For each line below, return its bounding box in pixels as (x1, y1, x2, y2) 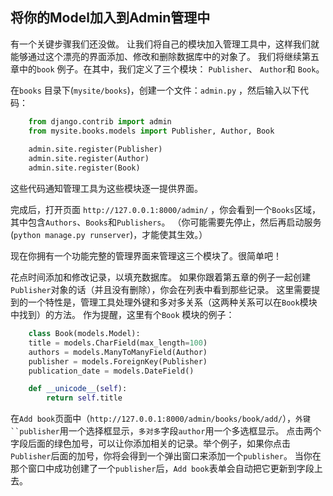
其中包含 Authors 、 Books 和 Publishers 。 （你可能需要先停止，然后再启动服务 (10, 216, 322, 228)
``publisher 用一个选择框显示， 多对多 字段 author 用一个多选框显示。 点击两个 (10, 425, 322, 437)
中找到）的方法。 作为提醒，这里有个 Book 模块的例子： (10, 309, 235, 321)
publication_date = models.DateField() (28, 366, 195, 376)
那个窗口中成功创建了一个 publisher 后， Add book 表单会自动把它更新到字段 (10, 463, 315, 475)
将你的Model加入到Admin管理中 (10, 9, 211, 27)
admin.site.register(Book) (28, 163, 141, 173)
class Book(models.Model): (28, 329, 141, 339)
